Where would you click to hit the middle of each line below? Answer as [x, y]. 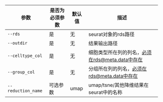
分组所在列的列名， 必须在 [118, 69]
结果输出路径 [103, 43]
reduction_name [25, 91]
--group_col [21, 72]
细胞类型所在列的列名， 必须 [120, 52]
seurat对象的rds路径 [112, 34]
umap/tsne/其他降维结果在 [119, 85]
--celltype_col [25, 56]
